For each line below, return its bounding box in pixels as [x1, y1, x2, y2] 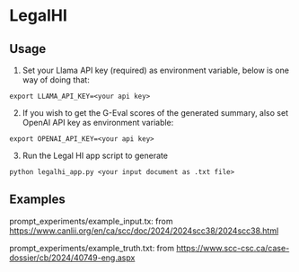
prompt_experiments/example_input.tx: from [9, 215, 173, 226]
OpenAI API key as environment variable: [22, 118, 174, 127]
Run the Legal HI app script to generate [22, 150, 169, 161]
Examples [9, 192, 66, 207]
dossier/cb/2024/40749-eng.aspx [9, 252, 136, 263]
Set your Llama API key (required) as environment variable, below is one [22, 65, 290, 75]
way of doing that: [22, 75, 90, 85]
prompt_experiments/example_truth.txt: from [9, 242, 175, 253]
